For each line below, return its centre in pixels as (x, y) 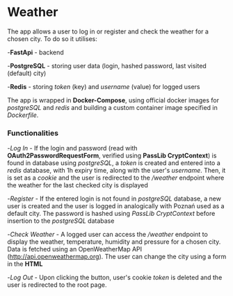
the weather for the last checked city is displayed (78, 185)
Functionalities (33, 133)
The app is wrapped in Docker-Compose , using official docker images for (113, 100)
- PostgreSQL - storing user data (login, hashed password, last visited (107, 65)
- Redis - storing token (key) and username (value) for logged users (104, 86)
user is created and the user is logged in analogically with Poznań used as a (116, 206)
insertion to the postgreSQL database (61, 221)
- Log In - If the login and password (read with (72, 148)
